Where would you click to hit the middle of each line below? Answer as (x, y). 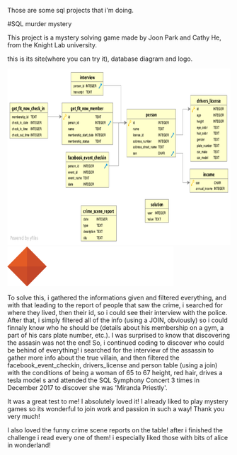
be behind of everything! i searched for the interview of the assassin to (111, 350)
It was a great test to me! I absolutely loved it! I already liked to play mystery (118, 401)
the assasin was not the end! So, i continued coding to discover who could (116, 343)
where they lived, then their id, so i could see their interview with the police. (117, 313)
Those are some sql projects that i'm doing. (71, 10)
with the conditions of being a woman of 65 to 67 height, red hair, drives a (115, 373)
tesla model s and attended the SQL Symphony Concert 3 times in (104, 380)
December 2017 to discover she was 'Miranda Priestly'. (87, 388)
